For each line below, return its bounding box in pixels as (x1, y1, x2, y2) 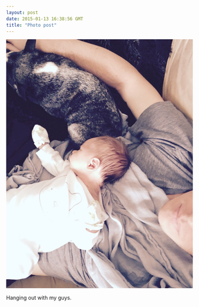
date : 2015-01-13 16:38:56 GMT (6, 15, 84, 22)
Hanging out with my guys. (6, 294, 72, 302)
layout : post (6, 9, 38, 15)
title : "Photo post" (6, 22, 57, 28)
